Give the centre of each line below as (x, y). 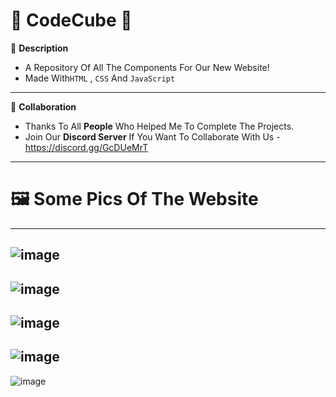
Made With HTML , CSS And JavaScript (100, 78)
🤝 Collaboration (43, 106)
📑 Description (39, 48)
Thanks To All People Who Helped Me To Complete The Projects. (159, 126)
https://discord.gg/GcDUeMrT (86, 147)
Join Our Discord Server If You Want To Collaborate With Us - (152, 136)
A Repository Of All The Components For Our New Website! (147, 67)
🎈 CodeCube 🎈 (71, 20)
